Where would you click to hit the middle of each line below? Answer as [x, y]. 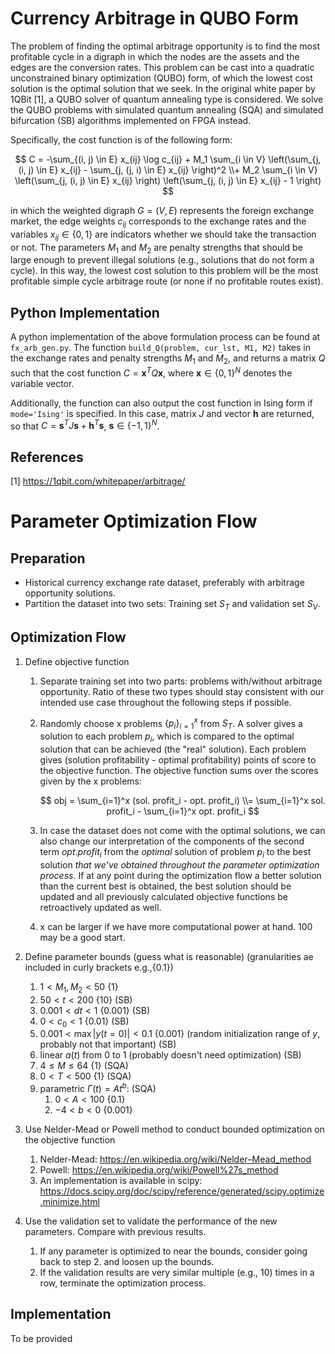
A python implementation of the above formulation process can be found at [165, 337]
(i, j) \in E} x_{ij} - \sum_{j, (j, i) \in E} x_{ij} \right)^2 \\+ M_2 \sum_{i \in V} [168, 169]
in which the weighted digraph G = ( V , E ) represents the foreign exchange [162, 210]
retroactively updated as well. [100, 907]
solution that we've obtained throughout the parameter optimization [179, 864]
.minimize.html [69, 1201]
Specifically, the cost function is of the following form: [121, 139]
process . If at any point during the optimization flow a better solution [180, 875]
